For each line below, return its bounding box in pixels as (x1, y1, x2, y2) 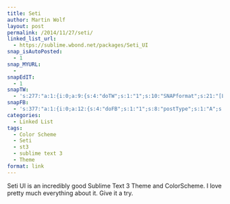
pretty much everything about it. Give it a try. (7, 189, 133, 197)
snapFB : (7, 99, 29, 106)
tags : (7, 125, 23, 131)
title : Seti (7, 10, 41, 17)
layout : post (7, 23, 44, 29)
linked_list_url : (7, 36, 57, 42)
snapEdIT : (7, 73, 36, 81)
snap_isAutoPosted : (7, 49, 63, 55)
